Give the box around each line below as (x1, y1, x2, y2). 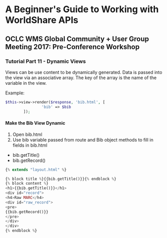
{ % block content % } (5, 181, 49, 186)
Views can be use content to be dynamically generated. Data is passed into (5, 69, 162, 75)
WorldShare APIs (5, 14, 78, 26)
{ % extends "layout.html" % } (5, 167, 67, 172)
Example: (5, 90, 25, 96)
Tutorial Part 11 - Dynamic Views (5, 57, 86, 64)
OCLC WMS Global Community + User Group (5, 35, 149, 43)
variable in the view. (5, 80, 47, 86)
